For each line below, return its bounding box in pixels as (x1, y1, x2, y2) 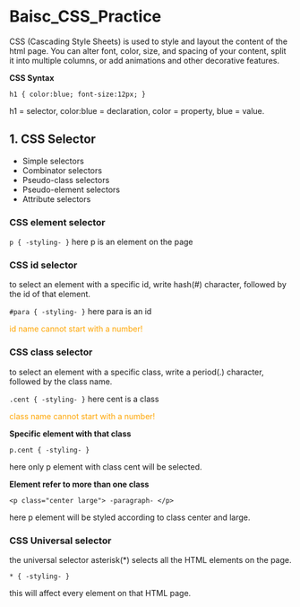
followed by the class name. (9, 375, 113, 387)
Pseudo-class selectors (21, 174, 110, 185)
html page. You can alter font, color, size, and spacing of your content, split (9, 45, 287, 56)
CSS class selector (9, 346, 93, 358)
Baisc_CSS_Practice (9, 6, 162, 27)
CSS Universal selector (9, 534, 112, 547)
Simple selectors (21, 155, 85, 166)
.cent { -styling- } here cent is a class (9, 393, 159, 404)
